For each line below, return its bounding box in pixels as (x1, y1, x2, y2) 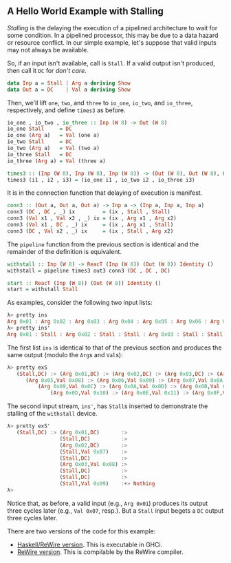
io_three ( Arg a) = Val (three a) (7, 158, 107, 164)
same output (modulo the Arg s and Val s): (7, 350, 124, 359)
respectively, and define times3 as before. (7, 106, 126, 114)
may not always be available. (7, 45, 89, 54)
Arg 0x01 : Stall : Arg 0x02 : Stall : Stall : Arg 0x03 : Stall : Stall (7, 330, 223, 338)
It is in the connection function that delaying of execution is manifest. (7, 189, 203, 197)
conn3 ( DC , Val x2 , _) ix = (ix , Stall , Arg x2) (7, 227, 174, 235)
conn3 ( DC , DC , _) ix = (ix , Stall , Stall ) (7, 209, 170, 215)
